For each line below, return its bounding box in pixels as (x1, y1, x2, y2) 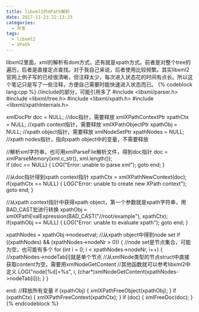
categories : (6, 20, 36, 25)
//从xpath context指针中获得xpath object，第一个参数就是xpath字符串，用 (6, 198, 187, 205)
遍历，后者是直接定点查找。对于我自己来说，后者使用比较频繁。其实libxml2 (6, 66, 190, 73)
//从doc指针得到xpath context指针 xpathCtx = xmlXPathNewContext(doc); (6, 173, 187, 181)
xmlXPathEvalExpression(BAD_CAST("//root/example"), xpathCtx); (6, 213, 168, 220)
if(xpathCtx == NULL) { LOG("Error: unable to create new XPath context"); (6, 180, 187, 187)
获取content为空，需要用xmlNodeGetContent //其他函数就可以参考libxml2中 (6, 260, 191, 268)
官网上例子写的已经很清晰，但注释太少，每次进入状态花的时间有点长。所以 (6, 73, 188, 81)
